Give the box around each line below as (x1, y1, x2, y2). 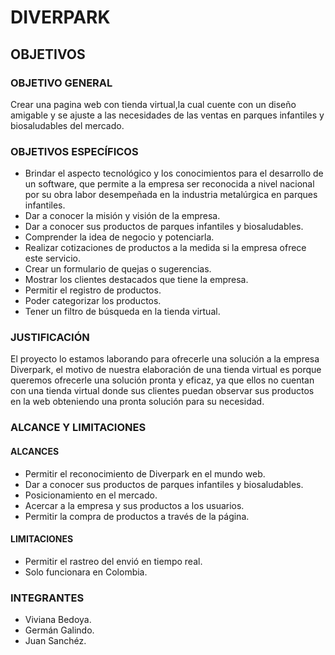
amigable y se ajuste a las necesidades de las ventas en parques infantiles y (10, 109, 325, 121)
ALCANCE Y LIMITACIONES (10, 421, 147, 435)
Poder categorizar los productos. (24, 295, 162, 307)
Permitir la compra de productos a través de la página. (24, 510, 250, 522)
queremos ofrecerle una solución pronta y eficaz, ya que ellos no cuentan (10, 374, 315, 386)
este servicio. (24, 252, 82, 265)
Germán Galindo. (24, 624, 95, 636)
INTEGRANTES (10, 591, 85, 605)
